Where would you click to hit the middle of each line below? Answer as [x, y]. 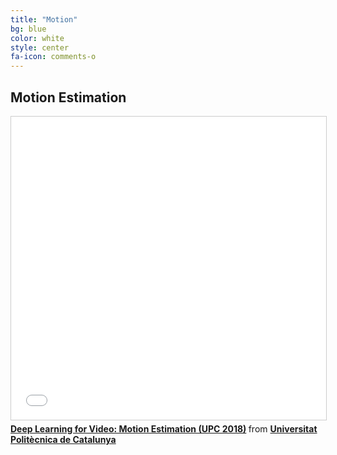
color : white [37, 38]
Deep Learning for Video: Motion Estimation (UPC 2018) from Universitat [164, 428]
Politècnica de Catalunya [63, 439]
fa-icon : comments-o [53, 57]
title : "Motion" [44, 19]
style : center [40, 47]
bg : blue [28, 29]
